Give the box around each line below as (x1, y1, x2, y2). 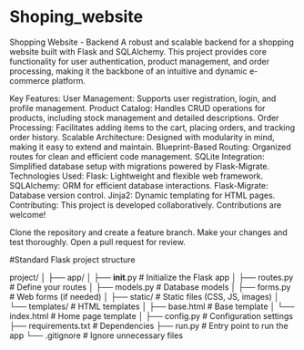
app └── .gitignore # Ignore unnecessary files (9, 330, 184, 341)
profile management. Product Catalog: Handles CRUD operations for (9, 102, 266, 113)
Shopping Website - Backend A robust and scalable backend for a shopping (9, 36, 294, 47)
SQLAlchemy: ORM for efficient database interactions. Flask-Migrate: (9, 180, 269, 190)
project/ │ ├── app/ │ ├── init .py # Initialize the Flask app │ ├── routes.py (9, 272, 294, 283)
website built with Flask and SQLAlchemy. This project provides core (9, 46, 267, 57)
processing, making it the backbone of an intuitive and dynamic (9, 66, 248, 77)
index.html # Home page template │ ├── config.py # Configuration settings (9, 310, 294, 321)
